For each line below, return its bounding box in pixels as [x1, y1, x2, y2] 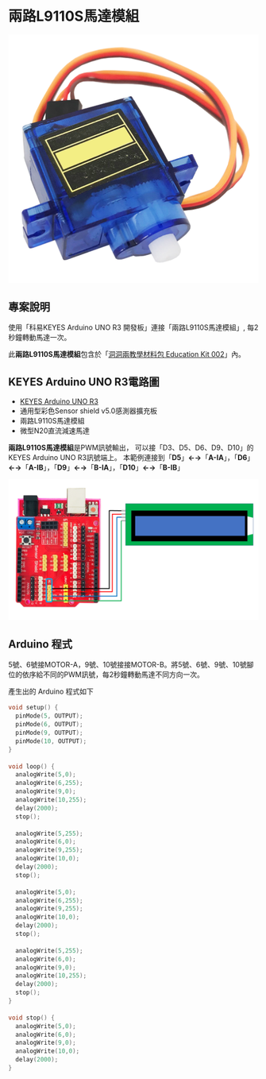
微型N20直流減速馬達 [19, 426, 90, 435]
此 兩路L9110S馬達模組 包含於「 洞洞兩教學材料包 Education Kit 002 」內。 [8, 350, 246, 359]
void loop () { [8, 762, 56, 771]
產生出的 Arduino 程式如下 [8, 686, 94, 696]
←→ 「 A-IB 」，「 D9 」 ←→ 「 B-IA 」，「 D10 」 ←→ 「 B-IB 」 [8, 462, 184, 473]
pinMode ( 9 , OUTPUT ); [15, 729, 83, 737]
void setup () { [8, 704, 59, 712]
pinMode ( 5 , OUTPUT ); [15, 712, 83, 720]
